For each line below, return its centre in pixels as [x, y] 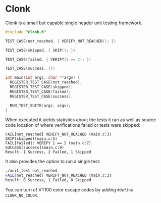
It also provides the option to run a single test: [53, 162]
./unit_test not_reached [31, 171]
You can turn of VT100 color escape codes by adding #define [69, 190]
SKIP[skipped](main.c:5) [31, 139]
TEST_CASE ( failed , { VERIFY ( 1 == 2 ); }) [48, 59]
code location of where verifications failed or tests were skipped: [73, 125]
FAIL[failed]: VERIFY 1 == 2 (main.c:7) [48, 143]
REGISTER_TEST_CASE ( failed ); [40, 91]
